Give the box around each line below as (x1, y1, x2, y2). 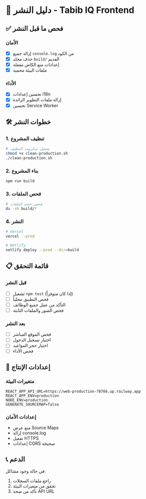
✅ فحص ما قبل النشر (5, 24, 63, 33)
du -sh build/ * (5, 206, 37, 212)
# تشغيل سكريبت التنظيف (5, 146, 50, 151)
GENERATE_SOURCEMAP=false (5, 402, 59, 407)
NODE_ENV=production (5, 398, 49, 403)
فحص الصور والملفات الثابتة (12, 307, 64, 313)
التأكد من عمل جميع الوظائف (12, 301, 66, 307)
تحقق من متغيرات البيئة (12, 483, 56, 489)
